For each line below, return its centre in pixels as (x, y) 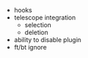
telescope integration (45, 17)
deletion (36, 32)
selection (38, 25)
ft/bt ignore (30, 47)
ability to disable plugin (48, 40)
